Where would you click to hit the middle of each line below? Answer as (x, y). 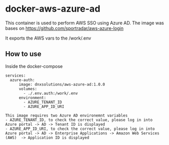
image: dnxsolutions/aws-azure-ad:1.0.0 (62, 84)
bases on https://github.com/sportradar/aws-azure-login (65, 28)
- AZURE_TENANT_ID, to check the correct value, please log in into (79, 120)
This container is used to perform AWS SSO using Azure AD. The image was (85, 23)
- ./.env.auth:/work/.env (51, 93)
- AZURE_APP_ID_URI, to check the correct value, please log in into (80, 129)
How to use (23, 54)
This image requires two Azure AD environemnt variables (67, 115)
